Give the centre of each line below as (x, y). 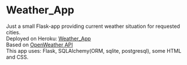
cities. (13, 32)
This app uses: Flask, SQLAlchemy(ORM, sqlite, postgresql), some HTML (94, 50)
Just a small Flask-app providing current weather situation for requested (93, 26)
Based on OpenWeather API (39, 45)
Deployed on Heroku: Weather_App (49, 38)
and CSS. (17, 57)
